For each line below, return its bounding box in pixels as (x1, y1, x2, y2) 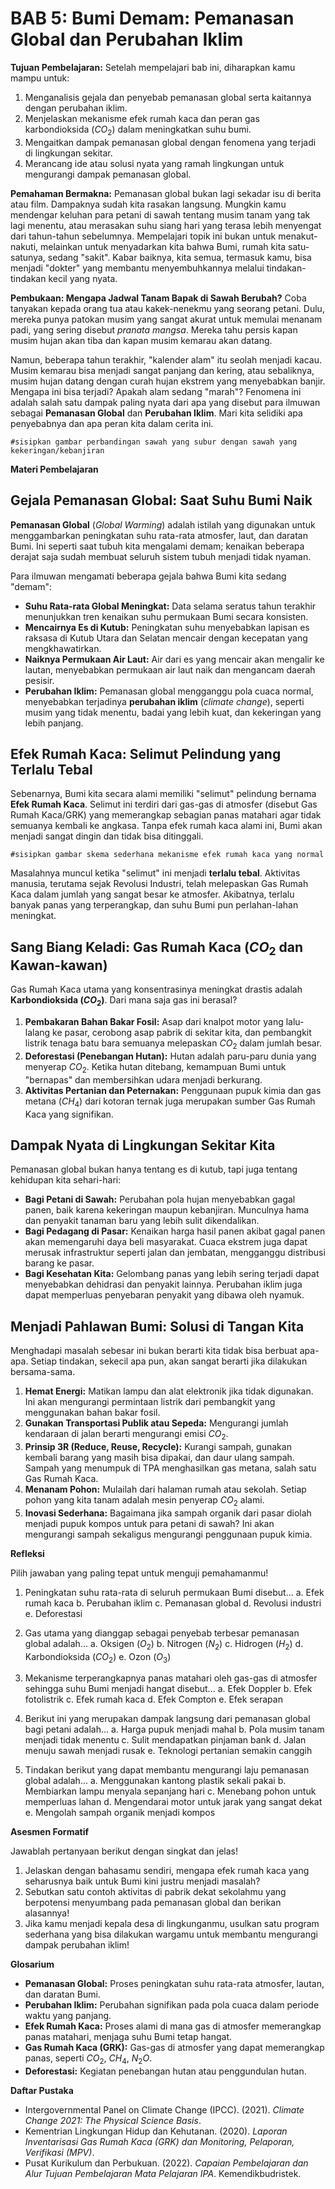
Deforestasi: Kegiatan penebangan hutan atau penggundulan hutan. (24, 2065, 307, 2077)
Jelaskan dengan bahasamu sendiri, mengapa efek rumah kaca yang (24, 1865, 310, 1877)
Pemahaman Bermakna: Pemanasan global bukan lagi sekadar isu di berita (10, 187, 322, 199)
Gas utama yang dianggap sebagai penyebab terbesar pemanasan (24, 1627, 300, 1639)
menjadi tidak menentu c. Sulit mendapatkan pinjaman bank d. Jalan (24, 1734, 307, 1746)
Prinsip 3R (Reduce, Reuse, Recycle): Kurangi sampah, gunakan (24, 1440, 292, 1452)
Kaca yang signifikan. (24, 1108, 114, 1120)
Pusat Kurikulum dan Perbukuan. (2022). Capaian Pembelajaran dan (24, 2157, 309, 2169)
